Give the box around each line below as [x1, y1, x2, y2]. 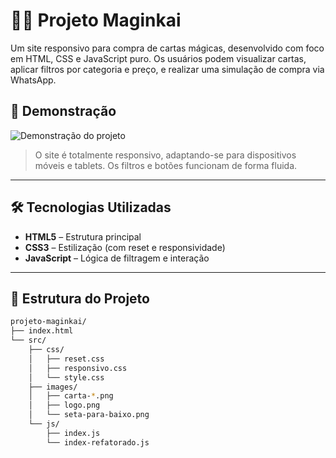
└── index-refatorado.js [46, 437, 150, 448]
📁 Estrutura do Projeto [10, 290, 150, 307]
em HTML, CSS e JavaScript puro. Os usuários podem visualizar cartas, [10, 52, 307, 64]
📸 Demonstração [10, 103, 117, 120]
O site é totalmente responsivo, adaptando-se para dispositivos [34, 149, 297, 161]
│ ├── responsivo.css [28, 363, 128, 373]
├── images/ [28, 382, 78, 392]
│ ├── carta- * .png [28, 391, 114, 401]
